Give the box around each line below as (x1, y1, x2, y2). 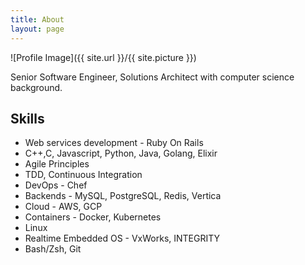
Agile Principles (24, 158, 90, 170)
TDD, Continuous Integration (24, 169, 143, 181)
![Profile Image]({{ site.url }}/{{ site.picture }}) (10, 51, 197, 63)
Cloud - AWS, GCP (24, 201, 103, 213)
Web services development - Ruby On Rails (24, 137, 204, 149)
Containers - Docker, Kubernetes (24, 211, 162, 223)
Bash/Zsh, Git (24, 243, 82, 255)
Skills (10, 110, 45, 127)
